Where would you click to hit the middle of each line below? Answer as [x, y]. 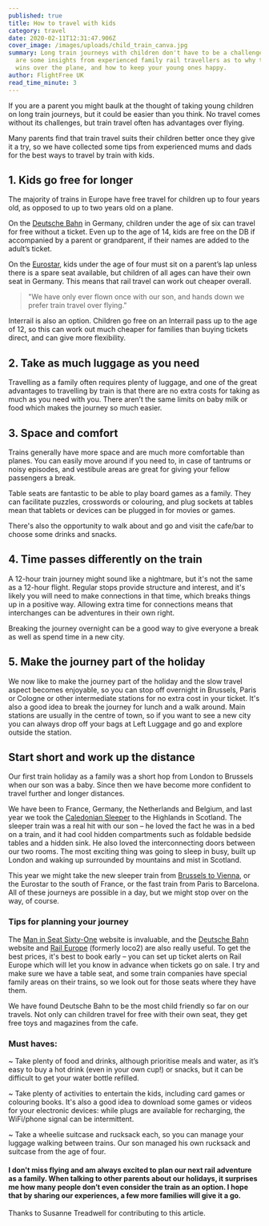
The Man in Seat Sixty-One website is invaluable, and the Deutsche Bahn [129, 939]
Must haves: [33, 1044]
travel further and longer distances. [67, 794]
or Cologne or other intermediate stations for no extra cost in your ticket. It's [134, 698]
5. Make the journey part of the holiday [107, 662]
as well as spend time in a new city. [67, 636]
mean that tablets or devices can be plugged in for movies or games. [122, 510]
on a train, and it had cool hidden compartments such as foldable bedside [130, 835]
